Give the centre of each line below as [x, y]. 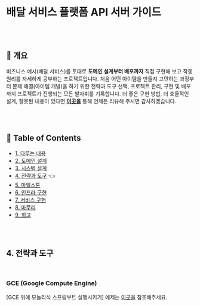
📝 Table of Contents [44, 138]
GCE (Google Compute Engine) [52, 283]
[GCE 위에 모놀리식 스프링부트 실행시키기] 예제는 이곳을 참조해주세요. [87, 297]
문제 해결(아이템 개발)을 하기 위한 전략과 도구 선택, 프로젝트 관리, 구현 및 [96, 86]
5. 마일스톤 [27, 185]
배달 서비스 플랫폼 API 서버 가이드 [84, 12]
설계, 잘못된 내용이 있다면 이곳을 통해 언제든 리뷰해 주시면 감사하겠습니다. [91, 101]
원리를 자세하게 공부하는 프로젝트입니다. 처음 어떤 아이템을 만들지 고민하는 [92, 79]
